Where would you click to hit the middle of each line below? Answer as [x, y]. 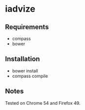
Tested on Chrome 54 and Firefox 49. [43, 103]
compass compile [30, 76]
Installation [22, 59]
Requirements [27, 27]
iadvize [20, 9]
